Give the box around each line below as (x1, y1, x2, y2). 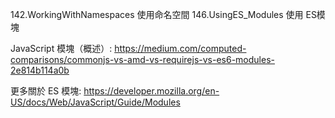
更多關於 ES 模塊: (10, 85, 82, 97)
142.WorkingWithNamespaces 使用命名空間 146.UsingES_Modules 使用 (10, 9, 304, 20)
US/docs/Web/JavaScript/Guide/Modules (10, 96, 181, 108)
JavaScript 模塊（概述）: (10, 43, 113, 54)
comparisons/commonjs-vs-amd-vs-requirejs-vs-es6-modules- (10, 54, 275, 65)
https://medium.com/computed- (114, 43, 247, 54)
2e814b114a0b (10, 64, 70, 76)
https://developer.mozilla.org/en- (83, 85, 220, 97)
